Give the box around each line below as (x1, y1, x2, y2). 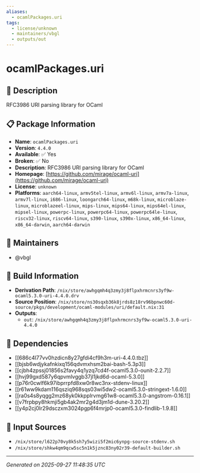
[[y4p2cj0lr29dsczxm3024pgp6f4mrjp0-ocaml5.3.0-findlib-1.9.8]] (14, 405, 177, 412)
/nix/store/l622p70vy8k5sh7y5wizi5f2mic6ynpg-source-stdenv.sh (14, 439, 176, 445)
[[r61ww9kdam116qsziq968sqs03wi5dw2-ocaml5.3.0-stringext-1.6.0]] (14, 386, 187, 393)
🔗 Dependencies (6, 338, 68, 348)
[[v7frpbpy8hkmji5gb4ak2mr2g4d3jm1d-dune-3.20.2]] (14, 399, 150, 406)
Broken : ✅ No (14, 157, 49, 164)
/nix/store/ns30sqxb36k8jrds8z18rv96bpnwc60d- (57, 299, 176, 305)
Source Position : (14, 298, 57, 305)
